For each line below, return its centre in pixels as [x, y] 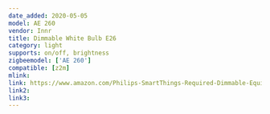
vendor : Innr [30, 31]
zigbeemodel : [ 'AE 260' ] [50, 61]
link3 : [19, 98]
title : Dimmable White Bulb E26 [62, 38]
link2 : [19, 90]
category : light [35, 46]
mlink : [19, 75]
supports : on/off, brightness [59, 53]
